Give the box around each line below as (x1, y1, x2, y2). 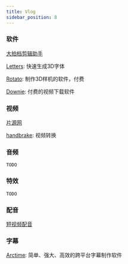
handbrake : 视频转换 (6, 132, 57, 139)
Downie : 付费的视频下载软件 (6, 88, 75, 95)
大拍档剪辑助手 (6, 50, 43, 57)
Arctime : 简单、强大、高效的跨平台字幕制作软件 (6, 251, 123, 259)
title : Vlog (6, 8, 36, 15)
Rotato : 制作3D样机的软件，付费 (6, 75, 85, 82)
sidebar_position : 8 (6, 14, 58, 20)
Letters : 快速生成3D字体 (6, 62, 65, 69)
